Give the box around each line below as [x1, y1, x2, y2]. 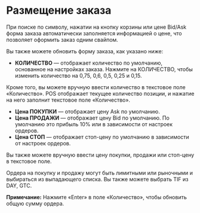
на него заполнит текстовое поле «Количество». [6, 96, 130, 104]
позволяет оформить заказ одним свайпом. [6, 36, 118, 43]
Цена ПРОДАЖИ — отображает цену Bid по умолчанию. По [14, 114, 170, 121]
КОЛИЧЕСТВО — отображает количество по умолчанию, [14, 59, 163, 66]
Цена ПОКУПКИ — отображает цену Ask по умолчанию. [14, 108, 160, 115]
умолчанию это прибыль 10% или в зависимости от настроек [14, 120, 173, 127]
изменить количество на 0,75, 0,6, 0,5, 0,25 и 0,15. [14, 72, 142, 79]
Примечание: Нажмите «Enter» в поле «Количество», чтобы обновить [6, 193, 187, 200]
